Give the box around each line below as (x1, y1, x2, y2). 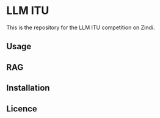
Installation (6, 83, 50, 93)
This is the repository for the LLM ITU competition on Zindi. (6, 24, 155, 31)
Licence (6, 103, 38, 114)
